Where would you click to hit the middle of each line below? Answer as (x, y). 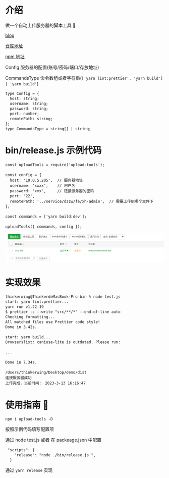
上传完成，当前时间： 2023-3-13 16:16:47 (45, 383)
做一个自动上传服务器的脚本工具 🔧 (41, 25)
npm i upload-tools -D (29, 419)
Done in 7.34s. (21, 362)
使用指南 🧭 (27, 405)
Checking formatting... (30, 317)
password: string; (29, 109)
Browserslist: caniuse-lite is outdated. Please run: (63, 342)
